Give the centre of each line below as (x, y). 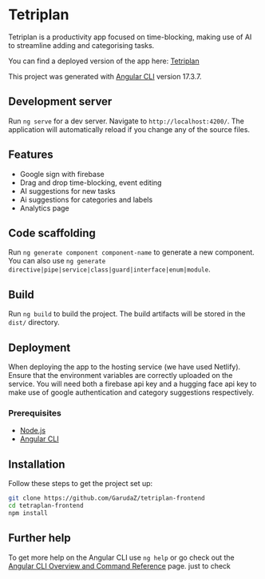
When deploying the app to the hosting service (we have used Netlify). (125, 367)
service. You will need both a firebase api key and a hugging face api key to (132, 384)
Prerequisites (35, 412)
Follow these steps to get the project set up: (81, 484)
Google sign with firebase (62, 174)
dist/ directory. (34, 323)
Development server (60, 102)
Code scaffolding (52, 233)
